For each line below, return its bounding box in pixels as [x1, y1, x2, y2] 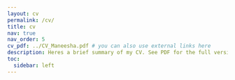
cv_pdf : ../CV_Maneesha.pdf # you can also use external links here [7, 42, 211, 49]
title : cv [7, 23, 36, 30]
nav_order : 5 [7, 36, 45, 43]
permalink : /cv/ [7, 17, 55, 24]
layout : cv [7, 10, 39, 17]
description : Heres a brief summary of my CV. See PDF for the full [7, 49, 211, 56]
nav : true [7, 29, 36, 37]
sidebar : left [13, 62, 55, 69]
